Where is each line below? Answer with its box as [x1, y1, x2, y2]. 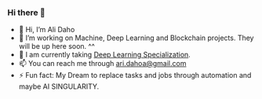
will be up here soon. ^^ [18, 42, 96, 51]
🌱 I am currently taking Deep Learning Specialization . [18, 50, 191, 60]
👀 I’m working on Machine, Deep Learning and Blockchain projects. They [18, 33, 254, 42]
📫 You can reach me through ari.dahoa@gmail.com [18, 59, 187, 68]
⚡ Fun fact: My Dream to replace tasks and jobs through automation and [18, 71, 252, 80]
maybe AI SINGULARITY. [18, 82, 100, 91]
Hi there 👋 [7, 7, 46, 18]
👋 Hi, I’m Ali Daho [18, 25, 75, 35]
